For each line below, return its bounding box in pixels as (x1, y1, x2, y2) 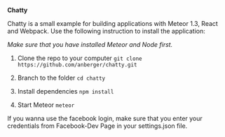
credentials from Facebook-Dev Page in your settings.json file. (7, 122, 188, 130)
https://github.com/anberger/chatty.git (17, 62, 137, 68)
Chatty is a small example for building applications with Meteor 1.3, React (7, 20, 219, 27)
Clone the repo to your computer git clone (17, 54, 142, 62)
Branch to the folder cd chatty (17, 73, 106, 82)
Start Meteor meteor (17, 101, 75, 109)
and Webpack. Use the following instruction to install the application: (7, 27, 205, 35)
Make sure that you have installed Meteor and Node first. (7, 41, 173, 48)
